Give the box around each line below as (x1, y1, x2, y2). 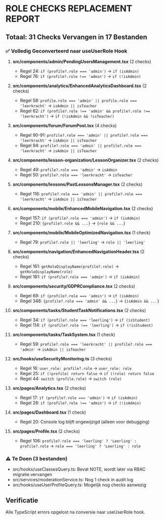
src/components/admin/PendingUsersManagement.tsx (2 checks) (12, 58, 151, 64)
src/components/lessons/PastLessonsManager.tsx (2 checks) (12, 181, 143, 187)
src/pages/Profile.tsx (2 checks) (12, 428, 80, 434)
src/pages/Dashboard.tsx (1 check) (12, 409, 86, 415)
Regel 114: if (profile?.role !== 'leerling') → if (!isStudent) (20, 322, 153, 328)
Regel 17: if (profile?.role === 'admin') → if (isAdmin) (20, 395, 138, 401)
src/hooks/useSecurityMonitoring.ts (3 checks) (12, 355, 112, 361)
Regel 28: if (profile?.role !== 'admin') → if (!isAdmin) (20, 400, 141, 405)
